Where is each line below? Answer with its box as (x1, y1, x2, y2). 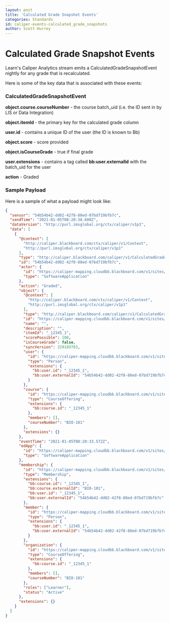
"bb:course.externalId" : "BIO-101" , (27, 486, 105, 491)
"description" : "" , (23, 325, 65, 331)
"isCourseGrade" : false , (23, 340, 76, 345)
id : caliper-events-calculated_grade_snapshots (5, 21, 108, 27)
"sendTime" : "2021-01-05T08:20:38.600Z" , (10, 217, 99, 223)
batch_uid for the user (5, 164, 52, 170)
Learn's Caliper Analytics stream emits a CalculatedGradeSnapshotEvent (5, 65, 157, 71)
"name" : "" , (23, 321, 49, 326)
